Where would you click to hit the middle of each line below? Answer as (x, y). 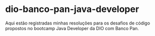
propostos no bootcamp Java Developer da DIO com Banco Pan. (72, 28)
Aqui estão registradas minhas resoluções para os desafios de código (77, 23)
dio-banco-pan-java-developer (72, 9)
